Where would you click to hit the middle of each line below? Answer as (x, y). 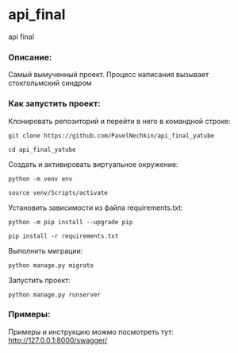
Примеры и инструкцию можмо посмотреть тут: (91, 332)
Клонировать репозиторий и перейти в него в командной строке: (119, 121)
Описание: (30, 57)
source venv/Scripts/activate (58, 192)
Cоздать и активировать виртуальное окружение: (93, 164)
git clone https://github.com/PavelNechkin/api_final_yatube (111, 136)
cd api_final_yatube (42, 149)
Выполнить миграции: (46, 250)
